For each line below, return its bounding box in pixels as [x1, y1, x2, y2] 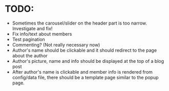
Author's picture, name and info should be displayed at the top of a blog [12, 58, 164, 64]
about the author [12, 52, 48, 59]
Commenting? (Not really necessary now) [12, 41, 100, 48]
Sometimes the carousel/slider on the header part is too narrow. [12, 20, 147, 26]
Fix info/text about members [12, 31, 72, 37]
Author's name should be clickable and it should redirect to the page [12, 47, 157, 53]
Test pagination [12, 36, 46, 42]
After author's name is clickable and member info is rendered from [12, 69, 153, 75]
